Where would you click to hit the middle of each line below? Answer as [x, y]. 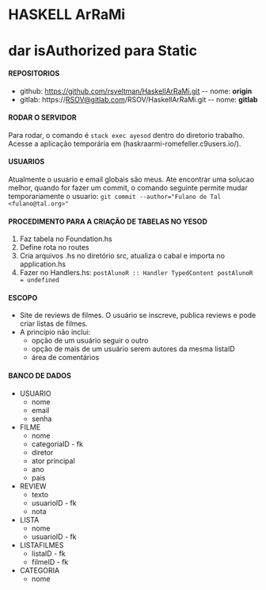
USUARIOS [27, 162]
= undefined [39, 280]
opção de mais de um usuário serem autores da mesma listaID [133, 349]
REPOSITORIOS [34, 73]
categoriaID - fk [57, 444]
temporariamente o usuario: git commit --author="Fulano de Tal [115, 196]
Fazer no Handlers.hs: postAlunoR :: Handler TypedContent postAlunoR [136, 273]
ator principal [53, 461]
